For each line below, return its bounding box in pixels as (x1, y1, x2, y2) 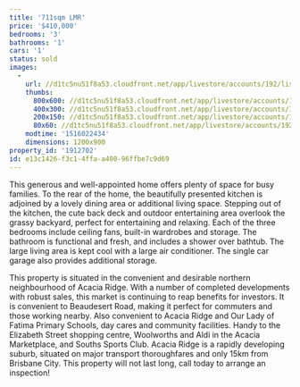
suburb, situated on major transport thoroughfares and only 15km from (9, 348, 269, 358)
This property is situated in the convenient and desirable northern (9, 272, 251, 282)
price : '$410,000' (9, 21, 78, 30)
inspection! (9, 367, 51, 378)
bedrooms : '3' (9, 29, 62, 38)
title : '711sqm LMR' (9, 13, 87, 22)
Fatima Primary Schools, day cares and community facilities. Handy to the (9, 319, 281, 331)
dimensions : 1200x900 (25, 138, 105, 147)
